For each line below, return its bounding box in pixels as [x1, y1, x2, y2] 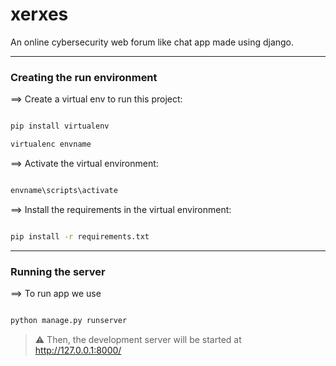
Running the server [10, 264, 106, 278]
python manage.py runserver [10, 316, 128, 326]
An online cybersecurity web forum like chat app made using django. [10, 36, 295, 48]
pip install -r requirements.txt [10, 231, 150, 242]
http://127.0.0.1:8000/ [34, 344, 122, 356]
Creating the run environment [10, 70, 158, 84]
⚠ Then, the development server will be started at [34, 333, 242, 345]
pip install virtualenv [10, 121, 110, 132]
